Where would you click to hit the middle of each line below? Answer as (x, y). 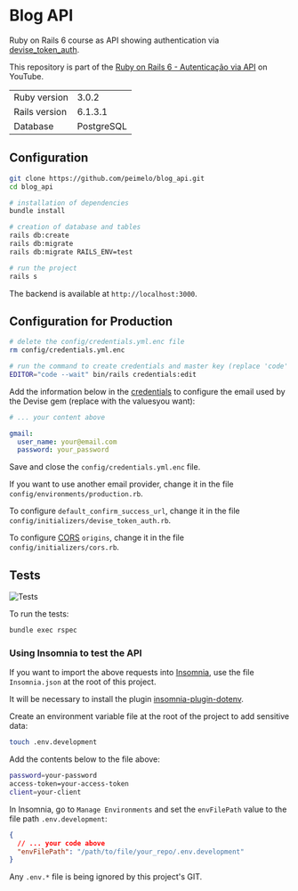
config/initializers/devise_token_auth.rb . (90, 520)
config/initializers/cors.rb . (64, 547)
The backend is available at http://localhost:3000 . (103, 293)
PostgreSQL (102, 126)
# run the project (43, 268)
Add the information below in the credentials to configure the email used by (148, 391)
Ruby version (41, 97)
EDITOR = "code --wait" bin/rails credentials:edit (103, 374)
